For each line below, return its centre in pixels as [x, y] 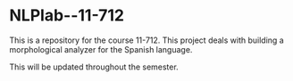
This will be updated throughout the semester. [94, 67]
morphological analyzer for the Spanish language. [101, 49]
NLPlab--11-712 [67, 16]
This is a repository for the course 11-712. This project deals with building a [146, 40]
